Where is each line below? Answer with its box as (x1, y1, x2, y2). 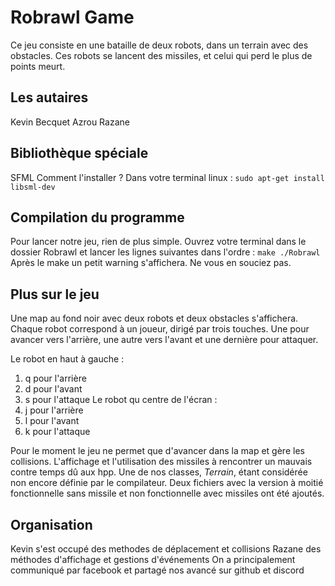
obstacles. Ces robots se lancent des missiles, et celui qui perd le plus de (10, 49, 313, 61)
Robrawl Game (10, 6, 135, 29)
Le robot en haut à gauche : (10, 353, 125, 365)
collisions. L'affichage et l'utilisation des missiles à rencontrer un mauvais (10, 456, 313, 468)
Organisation (10, 516, 93, 533)
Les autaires (10, 89, 89, 106)
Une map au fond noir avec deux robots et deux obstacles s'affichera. (10, 312, 299, 325)
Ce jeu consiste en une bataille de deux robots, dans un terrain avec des (10, 39, 309, 51)
